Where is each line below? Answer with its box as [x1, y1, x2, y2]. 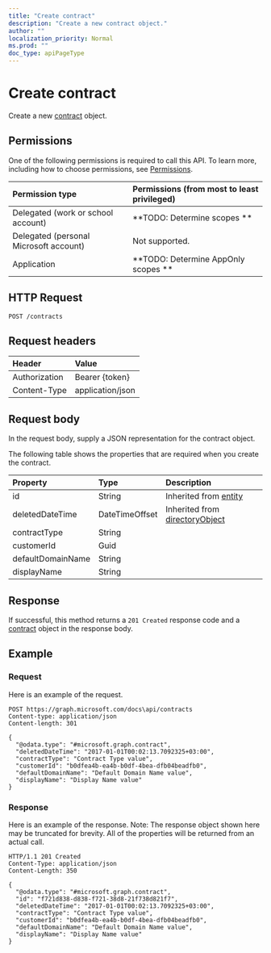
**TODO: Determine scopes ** [132, 211, 252, 223]
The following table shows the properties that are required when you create [8, 449, 260, 459]
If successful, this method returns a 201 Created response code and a [8, 615, 240, 625]
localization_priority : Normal [8, 34, 114, 43]
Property [12, 477, 48, 488]
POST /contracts [8, 312, 63, 320]
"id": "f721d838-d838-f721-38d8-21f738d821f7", [15, 895, 179, 903]
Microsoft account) [12, 240, 85, 251]
